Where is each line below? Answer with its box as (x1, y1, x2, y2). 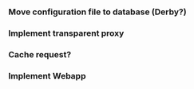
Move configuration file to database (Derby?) (8, 6, 187, 17)
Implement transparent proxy (8, 27, 125, 38)
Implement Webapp (8, 70, 86, 81)
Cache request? (8, 48, 72, 60)
